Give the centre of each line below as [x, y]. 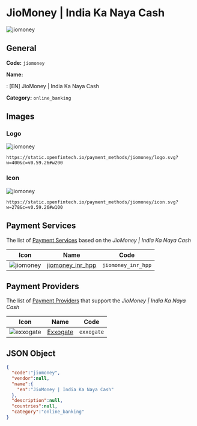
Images [20, 117]
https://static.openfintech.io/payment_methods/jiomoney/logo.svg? [92, 158]
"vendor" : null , [31, 378]
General [22, 48]
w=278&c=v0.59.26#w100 [35, 207]
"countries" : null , [35, 406]
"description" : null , [37, 401]
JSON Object [31, 353]
